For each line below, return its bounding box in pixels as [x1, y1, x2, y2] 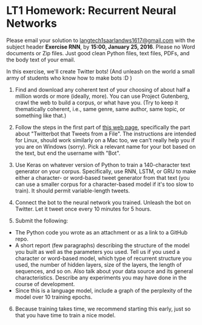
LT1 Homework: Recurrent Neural [6, 4, 177, 18]
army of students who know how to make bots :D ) [6, 74, 132, 81]
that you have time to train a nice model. [15, 311, 116, 319]
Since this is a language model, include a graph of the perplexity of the [15, 287, 192, 294]
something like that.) [15, 112, 67, 119]
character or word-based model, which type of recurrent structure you [15, 255, 192, 262]
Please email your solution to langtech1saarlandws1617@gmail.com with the [6, 36, 195, 44]
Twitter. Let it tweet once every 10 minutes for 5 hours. [15, 205, 152, 213]
